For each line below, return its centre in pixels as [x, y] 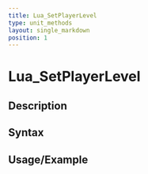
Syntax [26, 132]
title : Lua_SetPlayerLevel [53, 15]
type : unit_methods [40, 23]
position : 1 [28, 38]
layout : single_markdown [49, 30]
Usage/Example [48, 159]
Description [38, 106]
